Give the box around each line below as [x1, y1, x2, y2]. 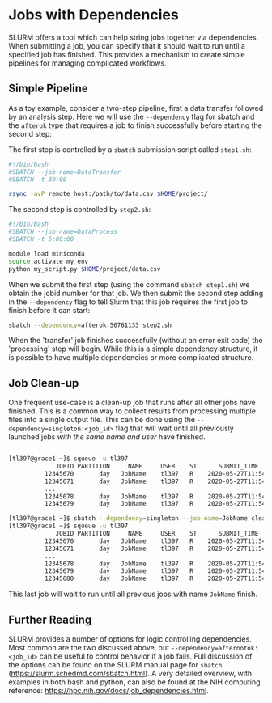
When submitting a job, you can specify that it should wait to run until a [8, 40, 245, 50]
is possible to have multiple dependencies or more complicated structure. [8, 353, 254, 362]
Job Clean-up [8, 376, 79, 390]
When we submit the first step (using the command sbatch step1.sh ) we [8, 279, 250, 289]
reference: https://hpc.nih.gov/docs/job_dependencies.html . [8, 686, 209, 695]
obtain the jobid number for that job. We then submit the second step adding [8, 288, 264, 298]
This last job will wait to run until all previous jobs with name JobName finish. [8, 589, 257, 599]
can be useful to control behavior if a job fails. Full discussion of [39, 651, 253, 661]
